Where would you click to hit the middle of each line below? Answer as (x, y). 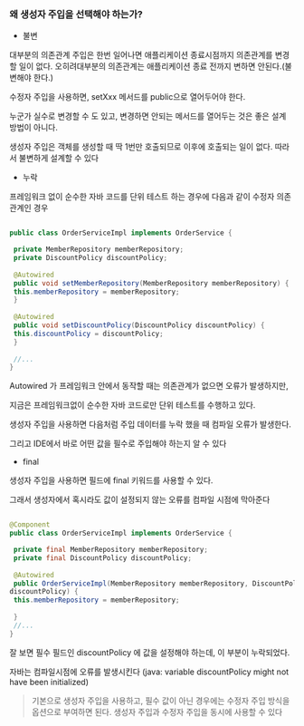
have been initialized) (49, 682)
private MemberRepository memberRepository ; (98, 250)
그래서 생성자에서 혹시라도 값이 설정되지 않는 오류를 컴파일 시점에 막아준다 (140, 499)
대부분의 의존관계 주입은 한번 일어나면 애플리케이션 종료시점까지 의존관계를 (141, 55)
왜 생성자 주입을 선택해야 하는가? (76, 14)
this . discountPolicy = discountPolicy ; (89, 334)
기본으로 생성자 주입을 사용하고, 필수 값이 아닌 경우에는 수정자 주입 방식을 (161, 701)
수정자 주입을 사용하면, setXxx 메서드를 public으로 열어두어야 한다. (128, 97)
